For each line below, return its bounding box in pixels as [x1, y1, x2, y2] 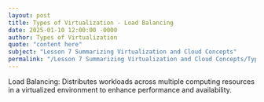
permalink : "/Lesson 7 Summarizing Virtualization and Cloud [8, 56, 213, 64]
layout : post [8, 11, 51, 20]
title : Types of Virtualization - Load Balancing [8, 19, 174, 27]
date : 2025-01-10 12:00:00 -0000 [8, 26, 118, 34]
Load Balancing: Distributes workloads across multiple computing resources [8, 76, 255, 86]
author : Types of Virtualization [8, 33, 118, 42]
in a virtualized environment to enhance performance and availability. [8, 85, 232, 94]
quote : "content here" [8, 41, 82, 49]
